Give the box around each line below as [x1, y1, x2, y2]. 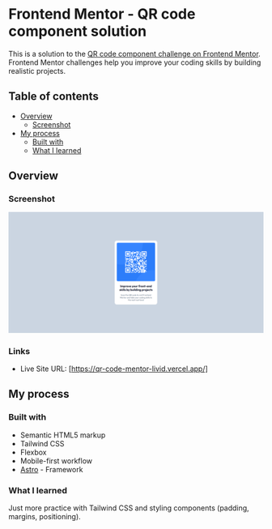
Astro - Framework [19, 464, 83, 474]
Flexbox [19, 447, 47, 457]
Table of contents [8, 90, 99, 104]
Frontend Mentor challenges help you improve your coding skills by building [8, 58, 261, 67]
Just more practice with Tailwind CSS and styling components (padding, [8, 503, 249, 513]
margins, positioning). [8, 511, 81, 521]
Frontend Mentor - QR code [8, 5, 196, 23]
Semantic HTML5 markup [19, 430, 106, 440]
